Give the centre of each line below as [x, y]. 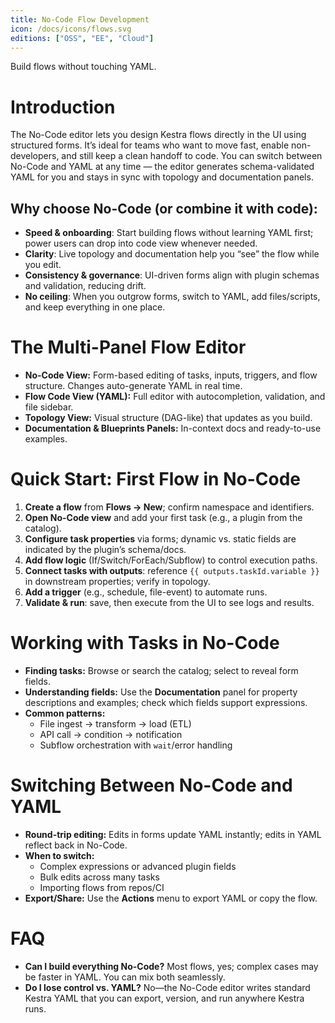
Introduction [63, 107]
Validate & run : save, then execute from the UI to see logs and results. [169, 602]
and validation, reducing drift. [85, 286]
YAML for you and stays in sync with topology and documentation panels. [162, 177]
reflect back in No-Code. [76, 845]
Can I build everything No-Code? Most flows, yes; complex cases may [171, 966]
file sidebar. [49, 407]
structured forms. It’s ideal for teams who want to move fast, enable [150, 145]
